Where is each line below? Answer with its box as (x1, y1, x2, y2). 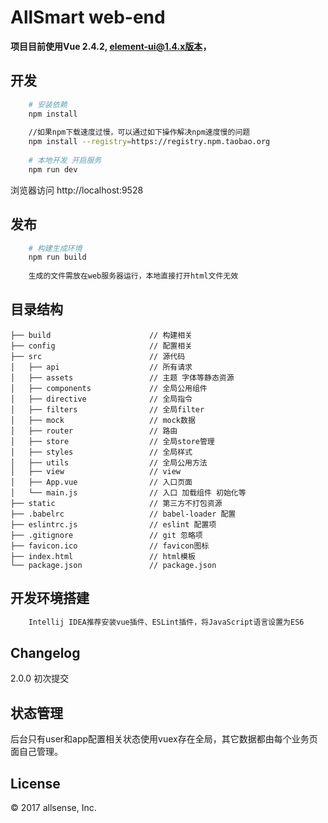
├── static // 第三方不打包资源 (10, 498, 223, 508)
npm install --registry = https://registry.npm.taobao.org (28, 137, 271, 147)
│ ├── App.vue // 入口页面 (10, 477, 193, 487)
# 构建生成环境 (28, 243, 83, 253)
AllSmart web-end (10, 6, 166, 29)
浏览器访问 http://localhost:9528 (10, 184, 144, 196)
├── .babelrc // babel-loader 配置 (10, 509, 237, 519)
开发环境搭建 (10, 590, 90, 607)
